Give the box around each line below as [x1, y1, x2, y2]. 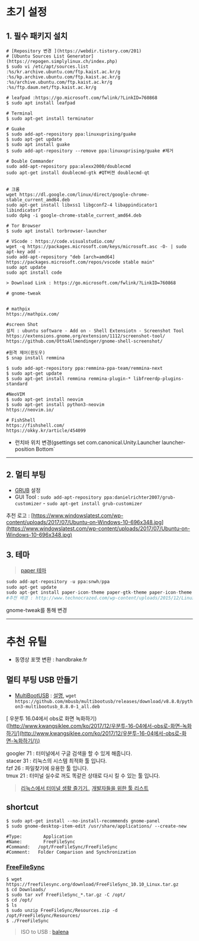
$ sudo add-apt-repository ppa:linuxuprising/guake [6, 131, 136, 137]
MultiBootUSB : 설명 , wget [14, 692, 77, 699]
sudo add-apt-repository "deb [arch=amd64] [6, 254, 115, 260]
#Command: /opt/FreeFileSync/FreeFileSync [6, 844, 118, 850]
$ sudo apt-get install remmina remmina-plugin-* [6, 376, 131, 382]
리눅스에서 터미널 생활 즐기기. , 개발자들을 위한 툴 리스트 [20, 784, 149, 791]
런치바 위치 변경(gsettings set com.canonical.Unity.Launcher [14, 439, 161, 446]
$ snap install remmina [6, 355, 65, 361]
